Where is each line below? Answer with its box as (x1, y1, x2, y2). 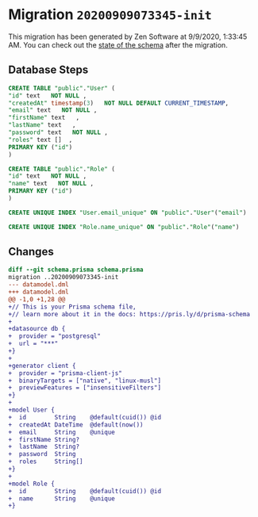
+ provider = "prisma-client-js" (8, 369, 123, 377)
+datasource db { (8, 325, 66, 333)
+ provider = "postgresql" (8, 332, 102, 340)
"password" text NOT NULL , (8, 128, 109, 136)
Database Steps (8, 63, 89, 77)
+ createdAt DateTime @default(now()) (8, 420, 144, 429)
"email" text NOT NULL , (8, 106, 98, 114)
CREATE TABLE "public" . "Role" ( (8, 165, 115, 173)
